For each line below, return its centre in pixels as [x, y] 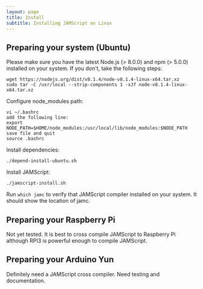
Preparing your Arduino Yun [60, 260]
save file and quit [31, 133]
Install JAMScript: [28, 172]
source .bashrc [25, 139]
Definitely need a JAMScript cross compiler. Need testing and [83, 274]
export [14, 123]
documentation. [26, 281]
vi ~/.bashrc [23, 112]
